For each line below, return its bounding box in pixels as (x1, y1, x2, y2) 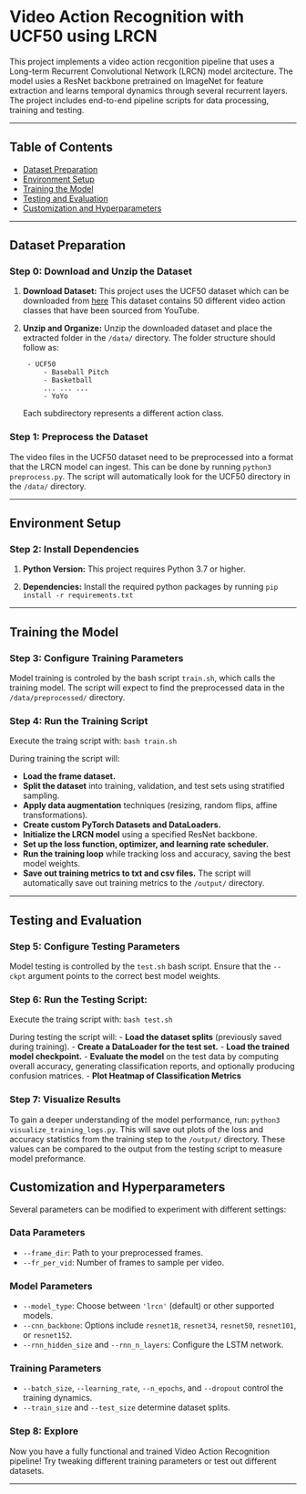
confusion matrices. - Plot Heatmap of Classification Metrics (9, 1070, 241, 1081)
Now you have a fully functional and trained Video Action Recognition (9, 1446, 270, 1457)
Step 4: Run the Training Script (9, 715, 148, 728)
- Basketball (43, 376, 93, 385)
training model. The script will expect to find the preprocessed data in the (9, 682, 285, 693)
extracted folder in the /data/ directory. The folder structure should (22, 332, 276, 343)
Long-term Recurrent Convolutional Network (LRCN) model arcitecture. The (9, 66, 293, 77)
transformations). (22, 810, 88, 821)
